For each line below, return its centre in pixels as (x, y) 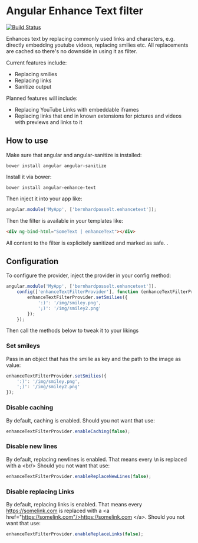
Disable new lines (32, 446)
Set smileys (23, 346)
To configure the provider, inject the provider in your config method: (89, 275)
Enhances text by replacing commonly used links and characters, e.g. (90, 38)
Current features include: (37, 63)
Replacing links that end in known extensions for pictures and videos (98, 116)
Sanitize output (33, 86)
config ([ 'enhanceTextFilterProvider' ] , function (77, 292)
